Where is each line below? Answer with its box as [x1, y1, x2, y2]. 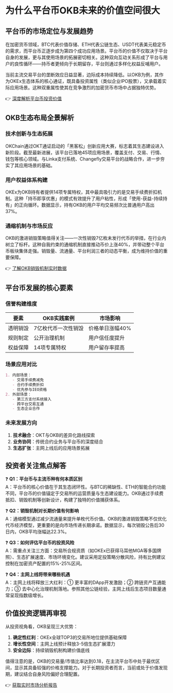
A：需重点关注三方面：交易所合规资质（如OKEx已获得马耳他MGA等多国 [5, 547, 157, 554]
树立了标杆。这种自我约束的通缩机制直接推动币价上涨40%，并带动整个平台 [5, 241, 165, 247]
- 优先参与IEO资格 [12, 387, 47, 392]
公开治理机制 [33, 334, 65, 341]
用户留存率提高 [88, 344, 125, 351]
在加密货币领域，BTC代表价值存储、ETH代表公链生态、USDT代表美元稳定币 [5, 42, 166, 47]
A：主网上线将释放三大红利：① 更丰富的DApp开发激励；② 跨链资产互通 [5, 579, 162, 585]
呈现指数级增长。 [9, 592, 46, 598]
